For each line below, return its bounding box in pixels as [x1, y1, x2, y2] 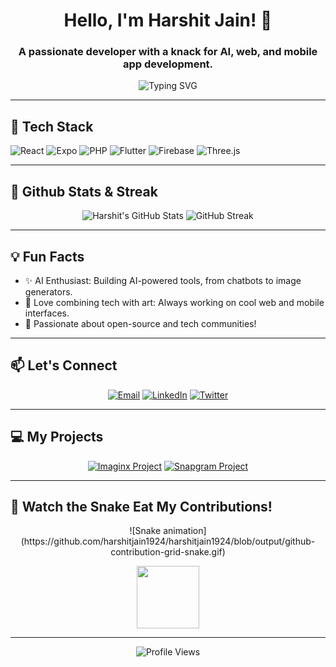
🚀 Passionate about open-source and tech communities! [24, 317, 257, 329]
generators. [24, 285, 73, 298]
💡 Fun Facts [10, 248, 85, 265]
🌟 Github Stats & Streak [10, 183, 158, 200]
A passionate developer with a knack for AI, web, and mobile [18, 45, 318, 59]
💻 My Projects [10, 429, 104, 446]
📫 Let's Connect [10, 357, 118, 374]
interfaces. [24, 307, 70, 319]
